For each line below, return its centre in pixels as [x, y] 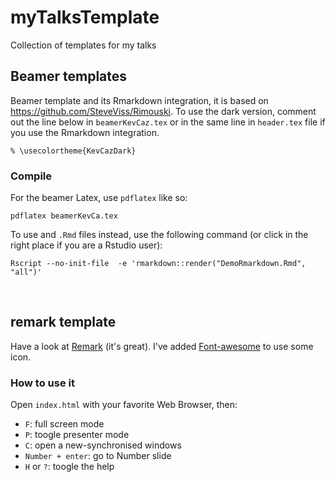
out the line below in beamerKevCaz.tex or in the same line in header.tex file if [168, 122]
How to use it [42, 383]
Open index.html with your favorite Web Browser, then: [124, 405]
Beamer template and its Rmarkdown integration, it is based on [139, 100]
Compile [31, 176]
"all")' [26, 272]
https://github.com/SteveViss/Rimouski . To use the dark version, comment [163, 111]
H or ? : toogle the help [69, 467]
